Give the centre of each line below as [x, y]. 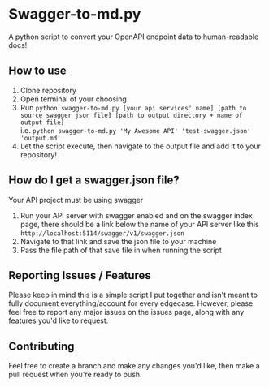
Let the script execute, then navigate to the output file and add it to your [141, 146]
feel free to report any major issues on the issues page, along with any [126, 312]
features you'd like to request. [59, 320]
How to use [37, 71]
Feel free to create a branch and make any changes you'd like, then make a [134, 366]
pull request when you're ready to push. [75, 375]
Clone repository [48, 90]
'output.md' [40, 138]
